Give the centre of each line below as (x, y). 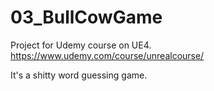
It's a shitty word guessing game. (79, 75)
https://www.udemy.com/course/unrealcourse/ (107, 55)
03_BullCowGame (86, 17)
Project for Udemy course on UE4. (81, 45)
